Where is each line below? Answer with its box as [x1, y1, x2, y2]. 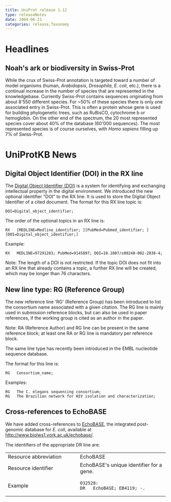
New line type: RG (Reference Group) [5, 285, 125, 294]
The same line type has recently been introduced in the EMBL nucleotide [5, 345, 158, 351]
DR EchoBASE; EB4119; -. [79, 485, 146, 491]
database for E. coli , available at [24, 426, 92, 432]
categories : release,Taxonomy [5, 21, 70, 27]
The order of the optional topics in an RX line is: [5, 218, 105, 224]
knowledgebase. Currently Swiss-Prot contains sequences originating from [5, 94, 163, 100]
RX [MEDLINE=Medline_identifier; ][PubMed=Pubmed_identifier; [5, 227, 145, 233]
